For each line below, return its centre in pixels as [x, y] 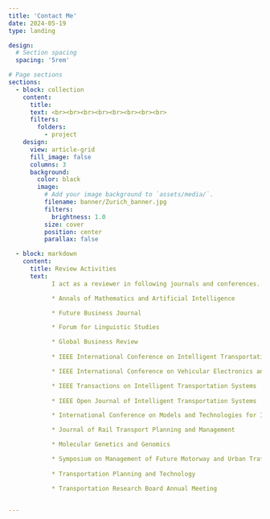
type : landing [32, 31]
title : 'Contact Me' [43, 16]
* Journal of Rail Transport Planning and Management [143, 430]
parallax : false [71, 239]
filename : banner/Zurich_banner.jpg [105, 202]
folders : [52, 127]
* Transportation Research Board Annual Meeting [134, 488]
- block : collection [50, 89]
